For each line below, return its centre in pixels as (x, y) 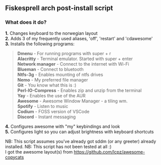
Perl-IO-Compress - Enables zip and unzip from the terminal (80, 90)
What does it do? (26, 22)
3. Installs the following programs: (40, 44)
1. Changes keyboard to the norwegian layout (52, 33)
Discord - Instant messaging (46, 117)
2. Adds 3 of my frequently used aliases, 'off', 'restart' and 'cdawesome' (79, 38)
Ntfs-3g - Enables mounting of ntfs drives (60, 75)
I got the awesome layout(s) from (39, 152)
